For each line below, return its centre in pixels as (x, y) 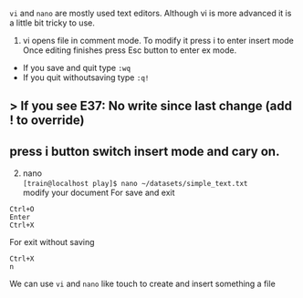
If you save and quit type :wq (76, 68)
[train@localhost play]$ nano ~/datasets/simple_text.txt (135, 184)
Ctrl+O (22, 210)
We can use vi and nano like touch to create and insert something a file (142, 284)
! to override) (47, 121)
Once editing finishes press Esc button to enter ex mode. (130, 50)
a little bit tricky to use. (52, 23)
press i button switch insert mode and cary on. (145, 151)
